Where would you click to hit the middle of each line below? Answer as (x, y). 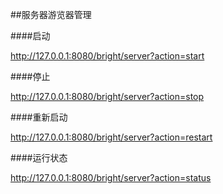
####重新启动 (39, 117)
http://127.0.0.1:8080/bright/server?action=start (107, 56)
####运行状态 (39, 157)
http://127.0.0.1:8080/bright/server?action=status (111, 177)
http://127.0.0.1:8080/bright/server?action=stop (107, 96)
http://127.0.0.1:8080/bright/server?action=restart (111, 137)
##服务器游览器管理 (51, 14)
